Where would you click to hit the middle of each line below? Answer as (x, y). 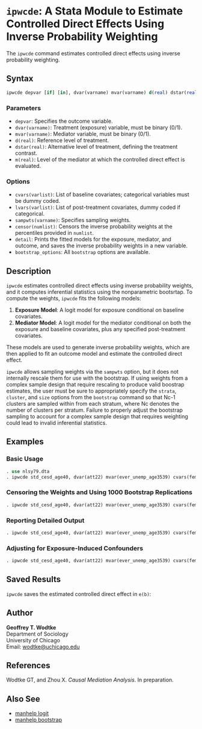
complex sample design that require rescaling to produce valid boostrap (95, 385)
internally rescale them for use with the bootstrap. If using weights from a (97, 378)
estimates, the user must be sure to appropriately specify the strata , (91, 391)
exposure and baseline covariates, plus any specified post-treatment (100, 329)
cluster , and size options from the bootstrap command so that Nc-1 (91, 397)
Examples (25, 442)
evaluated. (28, 166)
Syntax (20, 79)
